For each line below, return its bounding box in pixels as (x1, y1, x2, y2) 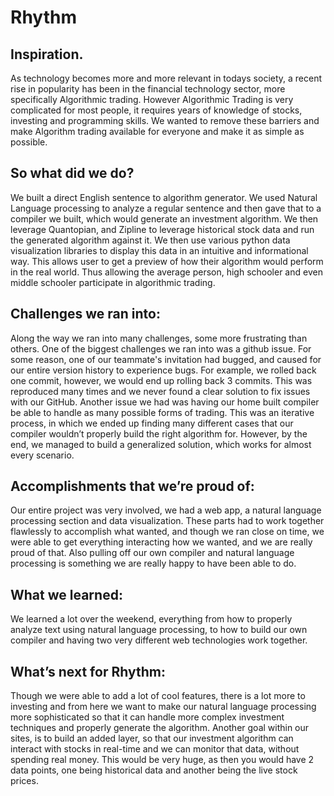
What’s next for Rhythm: (10, 663, 166, 680)
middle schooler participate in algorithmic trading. (10, 276, 216, 288)
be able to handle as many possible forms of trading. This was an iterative (10, 406, 315, 418)
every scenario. (10, 449, 75, 461)
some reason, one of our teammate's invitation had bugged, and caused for (10, 353, 322, 365)
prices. (10, 775, 39, 787)
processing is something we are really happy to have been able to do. (10, 557, 297, 570)
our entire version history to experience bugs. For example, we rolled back (10, 364, 317, 376)
